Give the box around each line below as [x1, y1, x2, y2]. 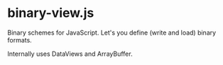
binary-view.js [7, 5, 94, 21]
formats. [7, 35, 32, 44]
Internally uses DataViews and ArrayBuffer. [7, 49, 133, 58]
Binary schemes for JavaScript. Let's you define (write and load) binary [7, 28, 217, 37]
